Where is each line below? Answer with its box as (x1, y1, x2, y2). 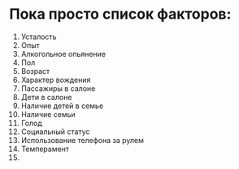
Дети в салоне (20, 92, 72, 102)
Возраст (20, 66, 50, 76)
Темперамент (20, 144, 70, 154)
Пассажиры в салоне (20, 83, 96, 93)
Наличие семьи (20, 109, 76, 119)
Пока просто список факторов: (9, 5, 232, 24)
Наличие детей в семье (20, 101, 104, 110)
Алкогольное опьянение (20, 49, 106, 58)
